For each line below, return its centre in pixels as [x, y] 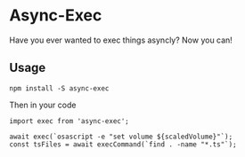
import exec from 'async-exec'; [69, 121]
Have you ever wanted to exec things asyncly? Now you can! [121, 40]
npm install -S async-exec [59, 88]
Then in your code [43, 105]
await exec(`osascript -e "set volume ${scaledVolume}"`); [121, 137]
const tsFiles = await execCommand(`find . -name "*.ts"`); [123, 144]
